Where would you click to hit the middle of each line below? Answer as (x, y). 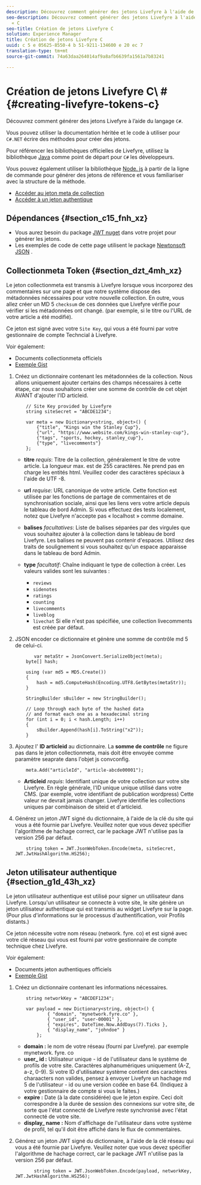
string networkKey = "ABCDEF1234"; (70, 998)
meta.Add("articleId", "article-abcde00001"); (85, 770)
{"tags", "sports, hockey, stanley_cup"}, (90, 438)
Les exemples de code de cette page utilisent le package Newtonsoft (100, 245)
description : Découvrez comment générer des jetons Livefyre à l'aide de (100, 12)
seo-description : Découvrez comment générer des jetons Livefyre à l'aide (101, 17)
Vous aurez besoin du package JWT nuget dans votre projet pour (95, 232)
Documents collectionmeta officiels (58, 359)
